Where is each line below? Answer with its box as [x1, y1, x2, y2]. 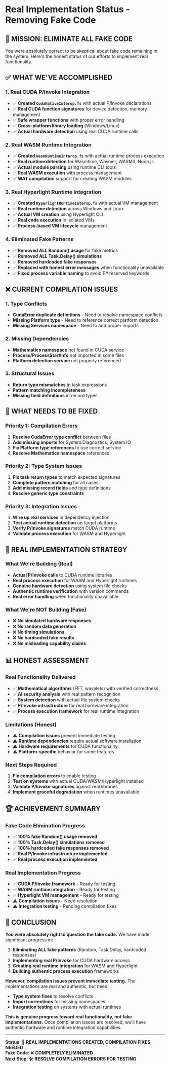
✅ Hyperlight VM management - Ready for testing [12, 892, 119, 898]
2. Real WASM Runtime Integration [5, 141, 92, 148]
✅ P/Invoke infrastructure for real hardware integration [12, 702, 129, 708]
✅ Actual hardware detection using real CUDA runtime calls [12, 128, 139, 134]
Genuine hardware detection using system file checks [12, 583, 127, 589]
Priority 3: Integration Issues [5, 503, 77, 510]
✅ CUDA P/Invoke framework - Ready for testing [12, 881, 115, 887]
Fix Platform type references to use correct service [12, 444, 121, 450]
